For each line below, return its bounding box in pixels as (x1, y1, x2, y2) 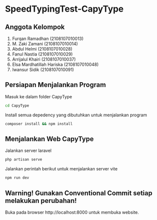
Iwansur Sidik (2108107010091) (12, 67, 74, 73)
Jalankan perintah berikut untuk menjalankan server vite (5, 166, 118, 172)
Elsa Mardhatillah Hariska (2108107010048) (12, 62, 99, 67)
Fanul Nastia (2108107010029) (12, 51, 73, 57)
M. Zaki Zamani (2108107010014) (12, 41, 78, 47)
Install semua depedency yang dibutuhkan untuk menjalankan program (5, 112, 147, 118)
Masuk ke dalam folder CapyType (5, 93, 72, 99)
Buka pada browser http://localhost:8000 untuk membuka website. (5, 209, 140, 215)
